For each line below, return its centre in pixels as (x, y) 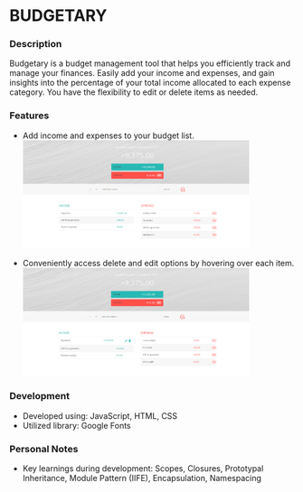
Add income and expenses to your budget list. (108, 135)
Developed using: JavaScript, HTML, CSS (100, 415)
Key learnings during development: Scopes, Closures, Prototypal (143, 468)
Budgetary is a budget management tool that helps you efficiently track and (150, 63)
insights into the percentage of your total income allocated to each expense (150, 83)
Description (36, 44)
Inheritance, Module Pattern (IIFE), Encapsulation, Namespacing (142, 478)
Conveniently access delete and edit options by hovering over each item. (158, 263)
